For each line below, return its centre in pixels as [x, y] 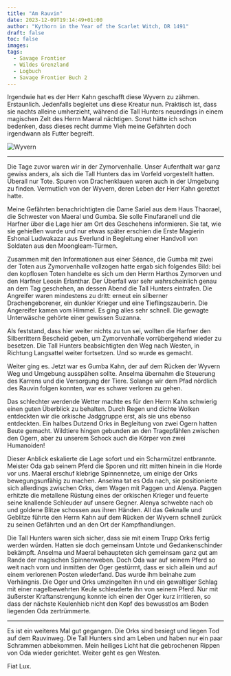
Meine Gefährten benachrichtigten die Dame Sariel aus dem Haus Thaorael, [114, 209]
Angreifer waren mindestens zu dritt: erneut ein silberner [88, 296]
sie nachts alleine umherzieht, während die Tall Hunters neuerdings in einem [115, 112]
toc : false [23, 39]
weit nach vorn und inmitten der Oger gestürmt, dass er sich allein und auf [112, 567]
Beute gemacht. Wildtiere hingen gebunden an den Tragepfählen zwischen [113, 431]
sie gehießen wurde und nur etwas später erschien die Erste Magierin [106, 231]
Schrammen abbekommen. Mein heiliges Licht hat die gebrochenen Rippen [113, 646]
